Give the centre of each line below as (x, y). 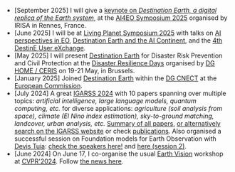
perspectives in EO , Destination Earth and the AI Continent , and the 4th (118, 41)
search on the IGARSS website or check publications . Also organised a (118, 131)
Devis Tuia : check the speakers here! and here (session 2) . (100, 146)
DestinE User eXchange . (50, 48)
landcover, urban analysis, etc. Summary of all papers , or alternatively (117, 123)
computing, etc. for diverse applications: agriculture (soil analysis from (118, 108)
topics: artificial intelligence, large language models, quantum (105, 101)
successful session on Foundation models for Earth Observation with (115, 139)
